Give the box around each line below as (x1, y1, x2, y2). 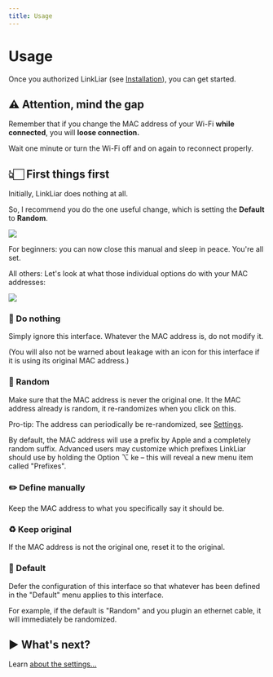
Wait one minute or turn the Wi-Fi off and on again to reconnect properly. (8, 143, 254, 153)
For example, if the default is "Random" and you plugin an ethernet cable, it (8, 605, 262, 615)
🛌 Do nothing (8, 313, 61, 324)
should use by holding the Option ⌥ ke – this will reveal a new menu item (8, 452, 254, 462)
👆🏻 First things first (8, 167, 110, 181)
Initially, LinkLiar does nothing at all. (8, 189, 129, 199)
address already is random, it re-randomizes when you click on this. (8, 403, 236, 413)
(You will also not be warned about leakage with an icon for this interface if (8, 347, 260, 357)
